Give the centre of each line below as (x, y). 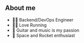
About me (20, 8)
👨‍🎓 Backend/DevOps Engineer (43, 20)
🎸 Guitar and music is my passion (46, 30)
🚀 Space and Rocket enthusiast (43, 35)
